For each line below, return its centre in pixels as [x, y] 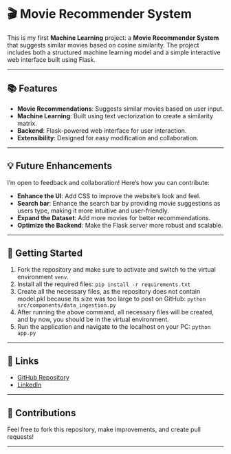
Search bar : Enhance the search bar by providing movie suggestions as [119, 203]
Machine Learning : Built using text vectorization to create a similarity [115, 116]
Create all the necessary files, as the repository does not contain [109, 292]
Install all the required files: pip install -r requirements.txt [104, 284]
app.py [26, 334]
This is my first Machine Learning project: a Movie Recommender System [113, 37]
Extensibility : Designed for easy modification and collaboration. [108, 138]
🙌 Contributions [42, 413]
